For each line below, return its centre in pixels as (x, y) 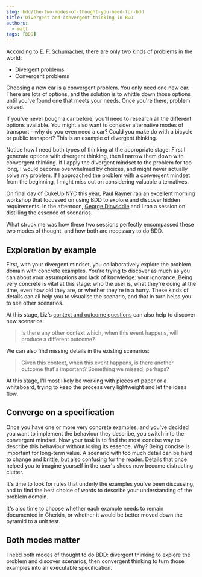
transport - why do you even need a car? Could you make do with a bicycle (99, 132)
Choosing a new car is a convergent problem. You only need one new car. (98, 88)
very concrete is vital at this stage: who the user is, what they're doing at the (101, 283)
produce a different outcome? (58, 339)
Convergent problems (42, 76)
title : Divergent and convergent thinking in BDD (70, 18)
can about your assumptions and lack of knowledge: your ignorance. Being (99, 277)
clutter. (15, 472)
